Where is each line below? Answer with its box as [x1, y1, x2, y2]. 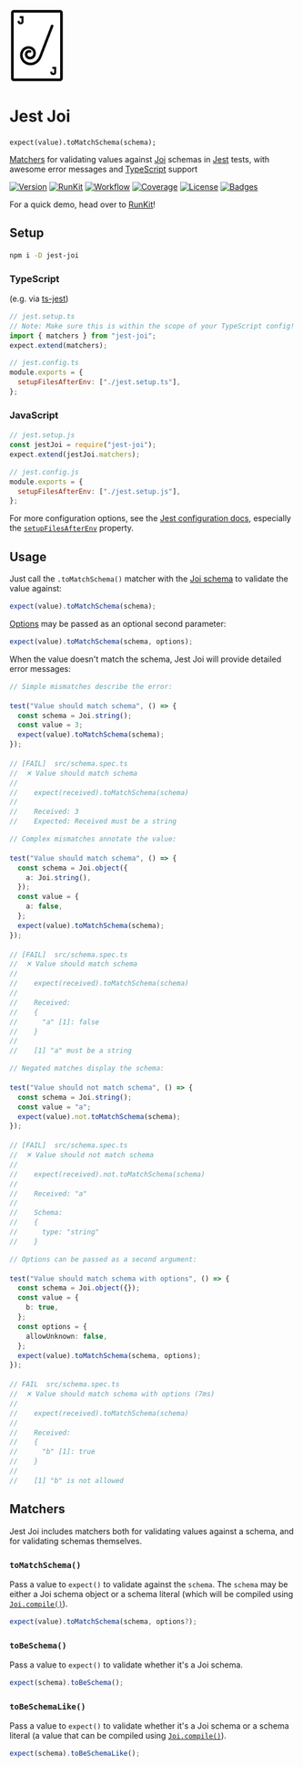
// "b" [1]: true [9, 1448, 96, 1457]
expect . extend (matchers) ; [9, 340, 107, 350]
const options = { [17, 1322, 88, 1331]
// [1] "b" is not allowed [9, 1476, 125, 1485]
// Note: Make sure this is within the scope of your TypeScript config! [9, 321, 296, 330]
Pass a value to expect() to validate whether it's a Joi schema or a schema [9, 1720, 289, 1731]
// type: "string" [9, 1228, 100, 1237]
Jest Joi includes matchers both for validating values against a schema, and [9, 1525, 294, 1536]
